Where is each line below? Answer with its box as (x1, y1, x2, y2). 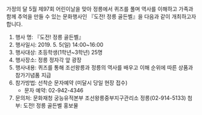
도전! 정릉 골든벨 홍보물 (23, 102, 79, 109)
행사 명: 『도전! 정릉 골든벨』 (15, 33, 84, 41)
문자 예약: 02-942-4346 (24, 87, 84, 94)
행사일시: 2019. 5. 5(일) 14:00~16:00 (15, 41, 104, 48)
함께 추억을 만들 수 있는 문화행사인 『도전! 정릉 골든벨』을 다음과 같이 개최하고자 (6, 13, 197, 20)
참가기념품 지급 (15, 72, 52, 78)
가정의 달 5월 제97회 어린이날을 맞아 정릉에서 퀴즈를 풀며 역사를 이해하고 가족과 (6, 5, 194, 12)
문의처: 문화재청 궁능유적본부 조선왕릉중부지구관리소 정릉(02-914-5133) (15, 94, 186, 102)
